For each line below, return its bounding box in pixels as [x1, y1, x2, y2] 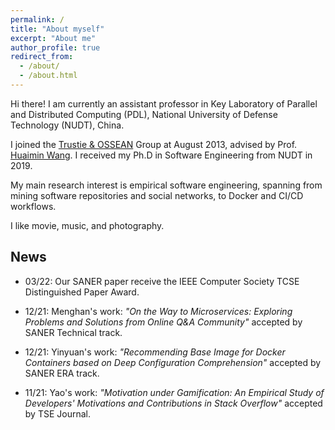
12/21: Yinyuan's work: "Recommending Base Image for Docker [24, 346, 286, 358]
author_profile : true [10, 42, 101, 53]
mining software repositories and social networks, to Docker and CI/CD [10, 189, 304, 201]
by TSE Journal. [24, 407, 91, 420]
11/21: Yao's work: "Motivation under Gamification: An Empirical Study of [24, 386, 325, 398]
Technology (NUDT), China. [10, 119, 125, 131]
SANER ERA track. [24, 367, 100, 379]
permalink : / [10, 14, 65, 25]
